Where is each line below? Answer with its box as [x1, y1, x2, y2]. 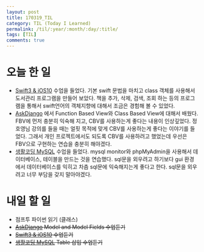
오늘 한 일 [6, 65, 51, 79]
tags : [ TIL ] [6, 32, 37, 38]
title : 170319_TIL [6, 15, 53, 21]
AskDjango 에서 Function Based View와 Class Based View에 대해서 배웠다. [15, 109, 199, 117]
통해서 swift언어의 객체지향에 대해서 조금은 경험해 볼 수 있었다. [26, 102, 175, 109]
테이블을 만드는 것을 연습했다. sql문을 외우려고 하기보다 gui [43, 155, 183, 162]
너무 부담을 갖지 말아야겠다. [26, 170, 92, 178]
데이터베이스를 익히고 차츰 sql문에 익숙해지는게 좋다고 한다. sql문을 [26, 163, 186, 170]
